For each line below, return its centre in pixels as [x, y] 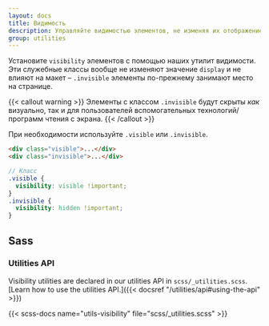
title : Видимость [37, 23]
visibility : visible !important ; [71, 186]
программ [26, 119]
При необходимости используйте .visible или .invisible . [108, 135]
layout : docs [30, 16]
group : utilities [37, 38]
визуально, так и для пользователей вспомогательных [102, 111]
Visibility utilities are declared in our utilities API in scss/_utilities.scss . [128, 280]
